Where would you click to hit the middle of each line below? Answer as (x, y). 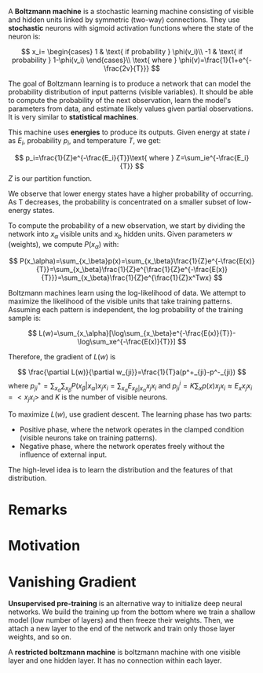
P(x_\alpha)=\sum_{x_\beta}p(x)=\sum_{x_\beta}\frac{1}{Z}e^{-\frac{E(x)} (137, 261)
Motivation (44, 546)
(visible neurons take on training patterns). (88, 438)
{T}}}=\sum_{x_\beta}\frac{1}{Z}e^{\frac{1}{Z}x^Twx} (126, 278)
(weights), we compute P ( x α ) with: (64, 245)
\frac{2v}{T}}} (126, 68)
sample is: (25, 318)
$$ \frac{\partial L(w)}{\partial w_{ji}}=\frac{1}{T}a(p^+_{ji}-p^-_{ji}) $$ (132, 372)
